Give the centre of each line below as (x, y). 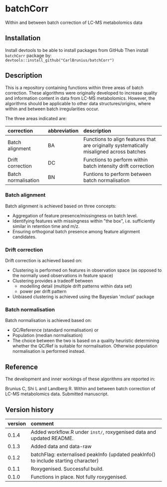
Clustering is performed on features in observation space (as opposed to (87, 270)
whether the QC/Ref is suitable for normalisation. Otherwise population (85, 346)
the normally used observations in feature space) (63, 276)
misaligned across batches (115, 152)
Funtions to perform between (117, 174)
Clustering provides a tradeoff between (53, 281)
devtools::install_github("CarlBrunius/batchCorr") (60, 60)
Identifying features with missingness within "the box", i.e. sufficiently (84, 221)
